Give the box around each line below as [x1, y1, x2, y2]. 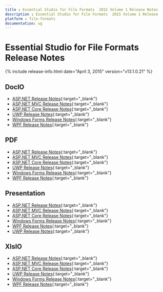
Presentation [5, 189, 45, 197]
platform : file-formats [5, 16, 56, 21]
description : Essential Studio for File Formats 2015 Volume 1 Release [5, 12, 159, 17]
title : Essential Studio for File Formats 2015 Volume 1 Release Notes [5, 7, 159, 12]
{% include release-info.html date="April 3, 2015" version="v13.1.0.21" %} [5, 69, 153, 74]
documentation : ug [5, 21, 42, 26]
